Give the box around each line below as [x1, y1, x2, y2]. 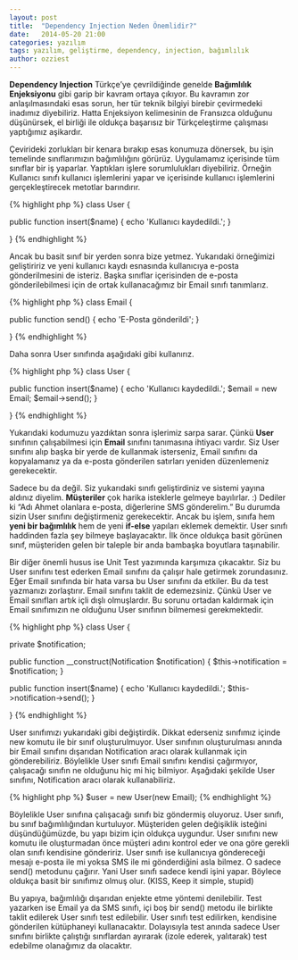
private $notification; [9, 639, 87, 649]
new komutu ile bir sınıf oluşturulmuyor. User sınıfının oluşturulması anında [9, 737, 283, 747]
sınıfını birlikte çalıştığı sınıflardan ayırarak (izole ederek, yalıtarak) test [9, 931, 268, 941]
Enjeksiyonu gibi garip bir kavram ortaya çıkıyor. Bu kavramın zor [9, 88, 250, 99]
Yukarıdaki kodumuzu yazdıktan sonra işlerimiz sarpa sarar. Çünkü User [9, 428, 275, 438]
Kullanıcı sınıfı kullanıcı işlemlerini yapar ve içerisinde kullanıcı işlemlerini [9, 172, 275, 183]
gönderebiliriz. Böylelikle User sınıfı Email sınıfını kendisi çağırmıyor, [9, 755, 259, 766]
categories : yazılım [9, 38, 87, 47]
